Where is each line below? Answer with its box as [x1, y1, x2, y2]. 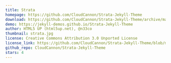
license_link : [5, 41, 36, 46]
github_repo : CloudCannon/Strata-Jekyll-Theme [5, 45, 106, 50]
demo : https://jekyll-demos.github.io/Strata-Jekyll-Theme [5, 21, 133, 27]
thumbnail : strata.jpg [5, 31, 53, 36]
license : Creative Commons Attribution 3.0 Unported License [5, 36, 138, 41]
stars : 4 [5, 50, 24, 55]
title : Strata [5, 7, 36, 13]
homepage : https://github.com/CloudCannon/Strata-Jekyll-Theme [5, 12, 142, 17]
